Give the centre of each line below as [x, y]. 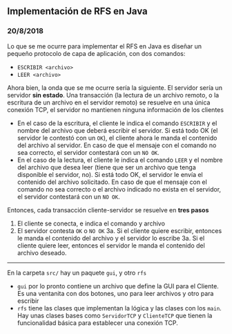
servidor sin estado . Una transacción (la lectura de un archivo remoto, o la [113, 95]
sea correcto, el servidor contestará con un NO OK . [88, 152]
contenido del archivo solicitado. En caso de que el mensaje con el [112, 182]
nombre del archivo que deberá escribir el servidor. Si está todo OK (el [117, 130]
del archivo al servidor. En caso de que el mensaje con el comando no [117, 145]
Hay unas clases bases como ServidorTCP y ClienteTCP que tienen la [115, 315]
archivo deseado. [42, 252]
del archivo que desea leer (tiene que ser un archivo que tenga [107, 167]
